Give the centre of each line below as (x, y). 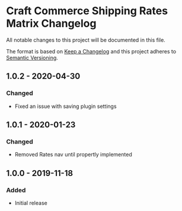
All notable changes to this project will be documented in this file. (86, 40)
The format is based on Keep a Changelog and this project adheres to (91, 51)
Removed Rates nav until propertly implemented (73, 155)
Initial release (31, 203)
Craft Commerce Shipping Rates (87, 11)
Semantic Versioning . (32, 57)
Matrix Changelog (51, 23)
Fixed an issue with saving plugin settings (66, 106)
